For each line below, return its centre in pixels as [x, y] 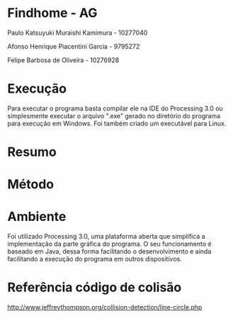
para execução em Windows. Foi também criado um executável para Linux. [117, 123]
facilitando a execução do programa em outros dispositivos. [95, 259]
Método [31, 184]
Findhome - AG [52, 13]
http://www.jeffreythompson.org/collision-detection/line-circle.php [105, 307]
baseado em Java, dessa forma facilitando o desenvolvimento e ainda [109, 251]
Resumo [32, 152]
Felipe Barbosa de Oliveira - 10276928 [63, 60]
